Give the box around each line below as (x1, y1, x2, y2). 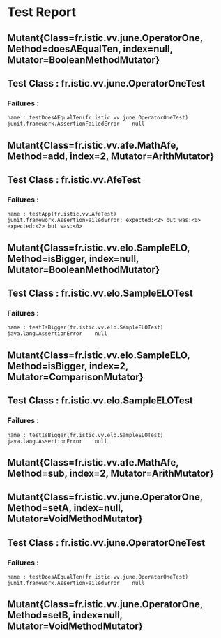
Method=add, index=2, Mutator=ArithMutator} (7, 150, 215, 162)
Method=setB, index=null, (7, 609, 123, 621)
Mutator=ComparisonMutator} (7, 371, 144, 383)
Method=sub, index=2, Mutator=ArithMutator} (7, 467, 214, 479)
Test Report (7, 4, 77, 20)
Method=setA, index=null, (7, 502, 123, 514)
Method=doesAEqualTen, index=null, (7, 43, 173, 54)
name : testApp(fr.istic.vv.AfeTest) (7, 211, 117, 218)
